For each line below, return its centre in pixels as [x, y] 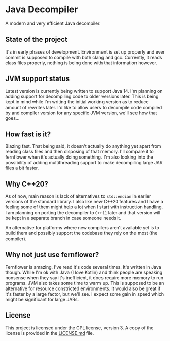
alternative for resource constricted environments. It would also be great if [83, 288]
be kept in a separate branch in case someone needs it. [63, 218]
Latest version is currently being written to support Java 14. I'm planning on [84, 91]
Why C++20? [27, 184]
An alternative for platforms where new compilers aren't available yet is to [82, 228]
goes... [12, 118]
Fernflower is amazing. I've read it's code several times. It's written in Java [83, 267]
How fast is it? [28, 134]
